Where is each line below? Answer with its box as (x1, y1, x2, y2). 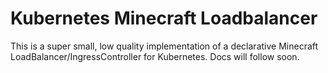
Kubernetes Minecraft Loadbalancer (10, 7, 318, 30)
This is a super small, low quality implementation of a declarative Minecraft (10, 40, 319, 52)
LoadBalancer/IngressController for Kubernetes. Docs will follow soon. (10, 50, 300, 62)
